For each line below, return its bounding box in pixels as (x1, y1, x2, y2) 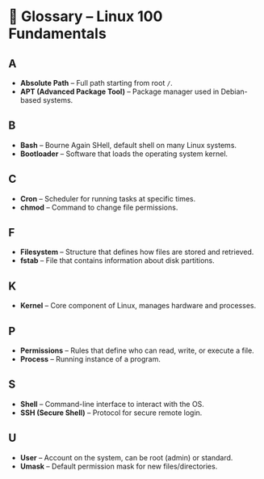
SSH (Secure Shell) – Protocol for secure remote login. (19, 408, 203, 418)
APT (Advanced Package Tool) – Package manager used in (19, 87, 220, 96)
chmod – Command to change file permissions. (19, 202, 178, 212)
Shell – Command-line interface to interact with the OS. (19, 399, 204, 409)
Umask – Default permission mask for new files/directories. (19, 461, 218, 471)
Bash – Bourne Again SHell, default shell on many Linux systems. (19, 140, 237, 150)
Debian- (220, 87, 248, 96)
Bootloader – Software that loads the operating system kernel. (19, 149, 228, 159)
